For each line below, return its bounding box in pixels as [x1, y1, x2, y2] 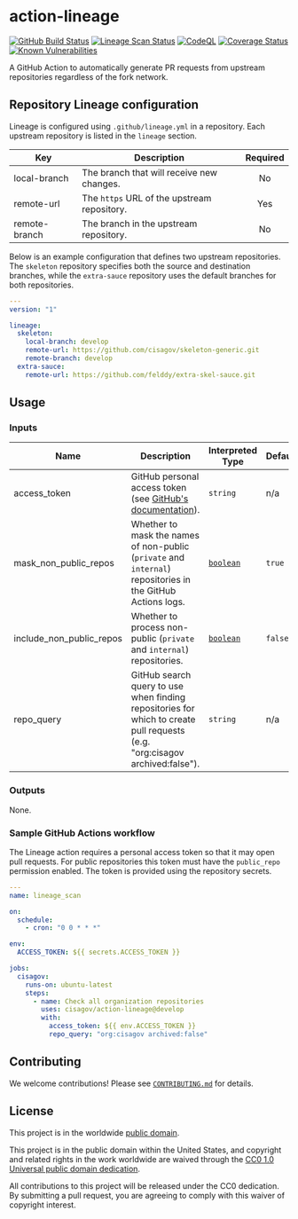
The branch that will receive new [82, 166, 218, 178]
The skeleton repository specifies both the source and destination [9, 260, 251, 271]
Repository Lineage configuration [9, 98, 200, 113]
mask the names [130, 530, 200, 542]
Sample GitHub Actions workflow [9, 827, 155, 839]
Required [245, 151, 285, 163]
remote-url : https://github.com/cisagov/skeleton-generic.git [25, 346, 260, 355]
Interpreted [208, 444, 257, 457]
